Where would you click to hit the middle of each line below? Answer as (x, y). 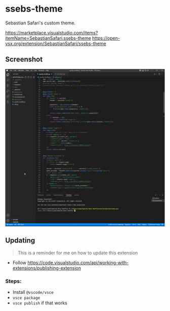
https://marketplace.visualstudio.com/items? (52, 32)
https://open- (106, 38)
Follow (19, 262)
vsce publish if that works (40, 303)
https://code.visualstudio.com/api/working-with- (78, 262)
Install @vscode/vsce (33, 292)
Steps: (13, 281)
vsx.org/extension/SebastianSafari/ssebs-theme (56, 43)
